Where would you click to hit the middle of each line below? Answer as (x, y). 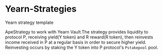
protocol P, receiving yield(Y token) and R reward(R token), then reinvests (79, 37)
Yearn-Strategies (41, 9)
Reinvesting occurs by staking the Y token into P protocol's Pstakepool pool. (82, 47)
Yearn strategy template (29, 22)
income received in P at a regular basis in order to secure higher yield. (76, 42)
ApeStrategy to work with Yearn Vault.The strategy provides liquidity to (77, 32)
